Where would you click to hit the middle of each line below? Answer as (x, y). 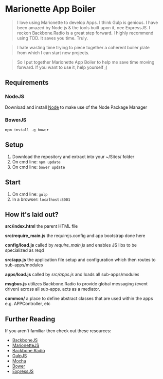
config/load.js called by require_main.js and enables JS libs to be (71, 245)
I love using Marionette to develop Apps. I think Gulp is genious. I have (87, 22)
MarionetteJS (26, 345)
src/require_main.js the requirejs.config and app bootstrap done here (75, 236)
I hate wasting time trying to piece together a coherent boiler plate (83, 47)
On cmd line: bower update (38, 167)
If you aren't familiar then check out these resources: (58, 331)
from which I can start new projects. (53, 53)
